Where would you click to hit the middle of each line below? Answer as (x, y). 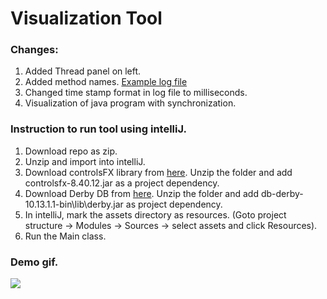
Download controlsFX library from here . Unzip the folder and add (158, 172)
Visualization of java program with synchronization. (130, 103)
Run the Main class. (65, 236)
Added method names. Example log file (106, 82)
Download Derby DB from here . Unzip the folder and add (141, 193)
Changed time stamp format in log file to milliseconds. (136, 93)
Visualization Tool (86, 18)
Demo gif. (34, 262)
